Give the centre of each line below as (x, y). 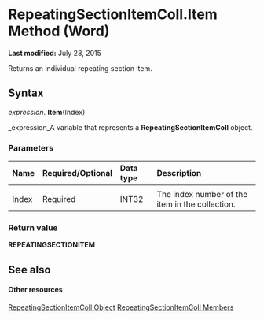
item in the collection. (196, 204)
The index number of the (202, 195)
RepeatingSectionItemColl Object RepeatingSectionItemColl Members (121, 307)
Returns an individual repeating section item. (81, 68)
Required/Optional (77, 173)
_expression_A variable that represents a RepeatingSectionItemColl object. (130, 127)
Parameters (31, 147)
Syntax (26, 93)
